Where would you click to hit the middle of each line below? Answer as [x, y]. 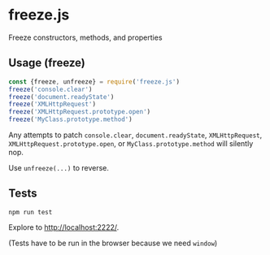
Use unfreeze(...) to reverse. [59, 168]
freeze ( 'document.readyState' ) [61, 97]
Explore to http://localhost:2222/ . [64, 227]
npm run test [30, 212]
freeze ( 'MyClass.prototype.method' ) [70, 119]
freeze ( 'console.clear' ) [50, 89]
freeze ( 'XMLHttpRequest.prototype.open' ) [80, 112]
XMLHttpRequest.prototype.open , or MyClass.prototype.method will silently [131, 143]
